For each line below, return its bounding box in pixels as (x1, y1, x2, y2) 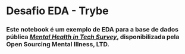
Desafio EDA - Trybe (6, 4, 109, 18)
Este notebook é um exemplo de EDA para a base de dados (6, 26, 178, 34)
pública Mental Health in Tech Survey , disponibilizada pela (6, 33, 180, 41)
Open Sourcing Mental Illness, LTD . (6, 40, 110, 49)
